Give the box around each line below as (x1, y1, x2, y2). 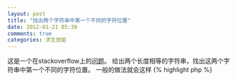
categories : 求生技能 (7, 37, 67, 44)
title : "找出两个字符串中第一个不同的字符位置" (7, 17, 131, 24)
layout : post (7, 10, 46, 18)
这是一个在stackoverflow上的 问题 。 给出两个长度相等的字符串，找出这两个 (7, 57, 224, 66)
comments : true (7, 30, 52, 37)
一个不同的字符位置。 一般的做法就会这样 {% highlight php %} (31, 66, 213, 74)
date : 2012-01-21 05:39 (7, 23, 78, 30)
